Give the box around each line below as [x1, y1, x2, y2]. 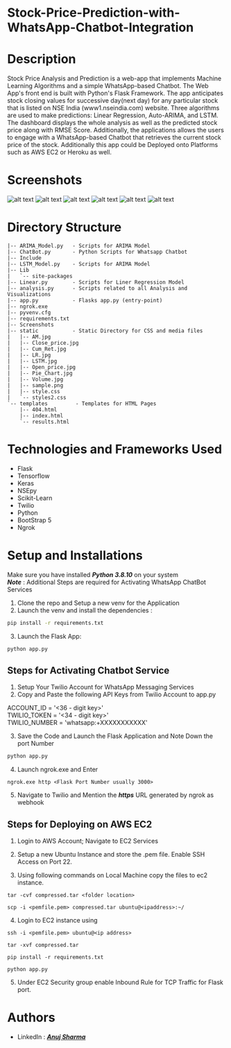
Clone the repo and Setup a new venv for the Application [17, 599, 180, 607]
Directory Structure [7, 220, 122, 235]
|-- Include [7, 255, 42, 261]
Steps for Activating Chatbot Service [7, 664, 170, 677]
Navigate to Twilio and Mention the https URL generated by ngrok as [17, 791, 214, 799]
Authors [7, 1010, 55, 1026]
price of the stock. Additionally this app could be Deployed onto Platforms [7, 141, 219, 149]
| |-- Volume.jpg [7, 376, 64, 383]
